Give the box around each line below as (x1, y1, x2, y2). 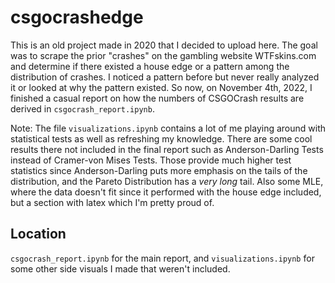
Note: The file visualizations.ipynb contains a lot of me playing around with (10, 122, 326, 134)
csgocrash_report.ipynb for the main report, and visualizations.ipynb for (10, 252, 315, 264)
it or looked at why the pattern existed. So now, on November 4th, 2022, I (10, 81, 313, 93)
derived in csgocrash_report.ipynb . (10, 102, 155, 115)
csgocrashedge (10, 6, 144, 29)
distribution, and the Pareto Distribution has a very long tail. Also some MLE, (10, 175, 324, 187)
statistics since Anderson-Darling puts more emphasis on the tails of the (10, 164, 308, 176)
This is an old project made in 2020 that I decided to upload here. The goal (10, 39, 318, 51)
